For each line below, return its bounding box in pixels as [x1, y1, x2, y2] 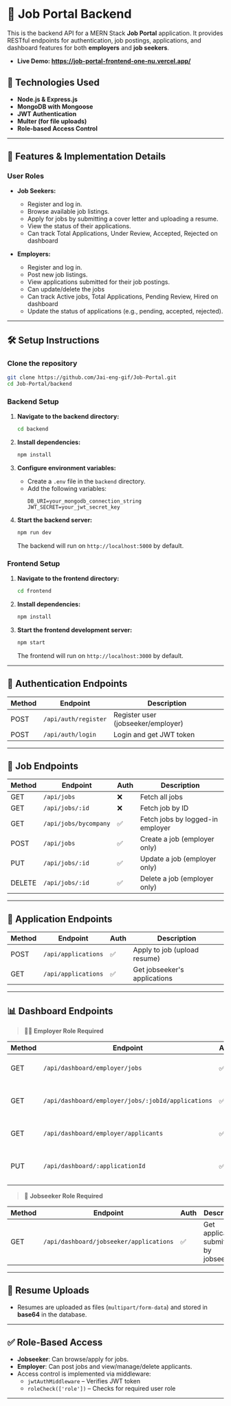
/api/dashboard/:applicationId [43, 1162, 146, 1169]
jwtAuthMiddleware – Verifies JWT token [27, 1376, 141, 1385]
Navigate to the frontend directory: [16, 574, 120, 583]
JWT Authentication [16, 109, 77, 118]
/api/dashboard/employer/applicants [43, 1129, 164, 1137]
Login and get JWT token [113, 729, 195, 739]
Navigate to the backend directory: [16, 413, 120, 421]
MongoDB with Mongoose [16, 102, 93, 111]
